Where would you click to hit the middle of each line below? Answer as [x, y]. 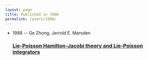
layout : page [19, 10]
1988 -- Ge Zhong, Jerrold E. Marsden [51, 33]
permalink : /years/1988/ [31, 19]
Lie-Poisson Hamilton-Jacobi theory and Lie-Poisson [77, 46]
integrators [26, 52]
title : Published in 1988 [32, 14]
